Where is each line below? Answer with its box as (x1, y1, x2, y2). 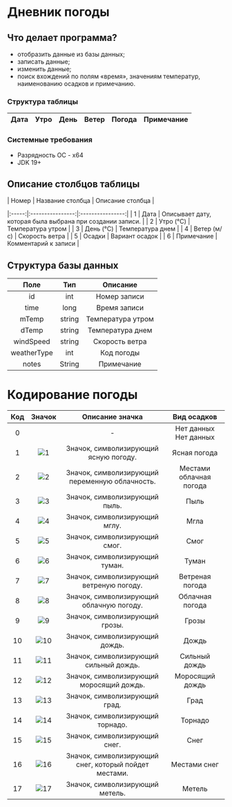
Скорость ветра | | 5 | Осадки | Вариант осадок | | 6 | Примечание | (18, 232, 217, 240)
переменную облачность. (68, 477, 156, 486)
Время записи (96, 303, 144, 312)
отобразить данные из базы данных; (17, 50, 126, 58)
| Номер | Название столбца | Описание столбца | (7, 197, 155, 205)
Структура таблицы (7, 96, 78, 106)
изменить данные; (17, 65, 72, 73)
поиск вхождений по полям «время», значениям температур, (17, 72, 201, 80)
